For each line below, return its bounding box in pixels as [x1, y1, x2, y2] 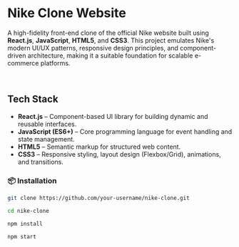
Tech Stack [7, 93, 59, 105]
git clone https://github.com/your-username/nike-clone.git [7, 194, 190, 202]
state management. [17, 135, 75, 143]
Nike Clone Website [7, 5, 126, 21]
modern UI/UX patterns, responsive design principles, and [7, 43, 178, 52]
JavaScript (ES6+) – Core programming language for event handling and [17, 127, 233, 136]
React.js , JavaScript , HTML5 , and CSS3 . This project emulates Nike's [7, 36, 215, 44]
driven [7, 51, 26, 60]
